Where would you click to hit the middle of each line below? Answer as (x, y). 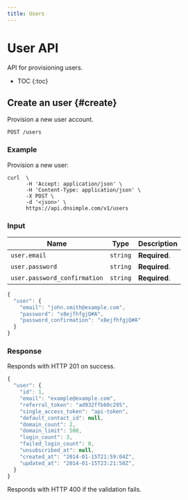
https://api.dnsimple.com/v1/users (77, 208)
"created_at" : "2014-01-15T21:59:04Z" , (77, 457)
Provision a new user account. (50, 120)
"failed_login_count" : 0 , (57, 444)
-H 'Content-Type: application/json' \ (83, 190)
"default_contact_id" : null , (62, 418)
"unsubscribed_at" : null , (57, 451)
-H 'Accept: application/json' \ (74, 184)
